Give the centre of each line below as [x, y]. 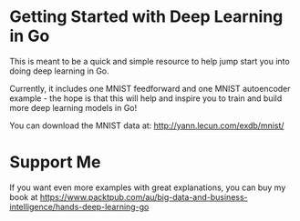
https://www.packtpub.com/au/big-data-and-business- [144, 196]
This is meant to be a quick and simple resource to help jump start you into [150, 61]
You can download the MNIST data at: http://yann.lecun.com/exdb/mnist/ [147, 126]
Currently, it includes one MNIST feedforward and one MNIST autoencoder [150, 88]
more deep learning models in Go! [73, 107]
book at [24, 196]
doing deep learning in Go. [59, 71]
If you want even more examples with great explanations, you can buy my [148, 187]
